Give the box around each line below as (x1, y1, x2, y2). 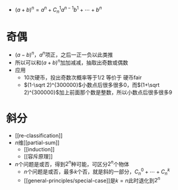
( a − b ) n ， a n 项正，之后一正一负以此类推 (14, 50, 113, 58)
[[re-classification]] (14, 132, 63, 139)
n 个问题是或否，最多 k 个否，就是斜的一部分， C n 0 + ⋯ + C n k (23, 167, 170, 176)
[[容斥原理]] (23, 152, 53, 160)
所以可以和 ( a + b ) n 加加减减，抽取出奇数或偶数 (14, 58, 128, 66)
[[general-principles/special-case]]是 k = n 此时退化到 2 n (23, 176, 161, 184)
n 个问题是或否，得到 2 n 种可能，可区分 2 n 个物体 (14, 159, 130, 167)
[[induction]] (23, 145, 55, 152)
